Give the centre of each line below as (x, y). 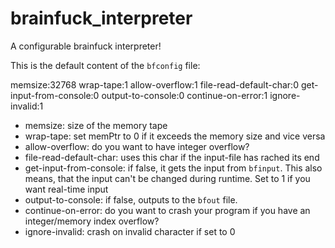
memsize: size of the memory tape (96, 125)
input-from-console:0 (55, 95)
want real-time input (66, 189)
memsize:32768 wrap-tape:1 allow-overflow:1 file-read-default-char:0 (154, 84)
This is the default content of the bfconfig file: (105, 65)
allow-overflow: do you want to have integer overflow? (137, 146)
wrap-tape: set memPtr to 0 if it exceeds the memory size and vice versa (175, 136)
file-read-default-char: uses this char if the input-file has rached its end (172, 157)
